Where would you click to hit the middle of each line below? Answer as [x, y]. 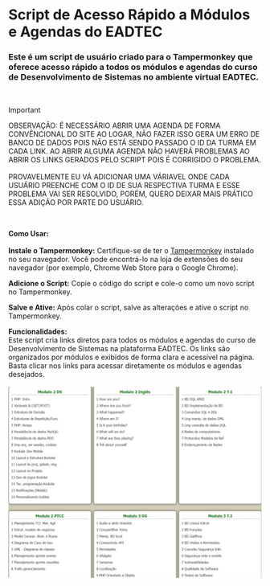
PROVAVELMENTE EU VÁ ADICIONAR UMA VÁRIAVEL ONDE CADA [119, 177]
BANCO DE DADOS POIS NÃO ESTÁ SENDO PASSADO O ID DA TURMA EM [133, 143]
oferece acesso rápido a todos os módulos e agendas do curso [133, 68]
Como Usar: [29, 234]
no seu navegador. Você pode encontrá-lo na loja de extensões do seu [126, 260]
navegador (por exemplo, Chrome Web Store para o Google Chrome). [123, 268]
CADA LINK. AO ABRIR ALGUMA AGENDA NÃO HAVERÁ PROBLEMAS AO [129, 151]
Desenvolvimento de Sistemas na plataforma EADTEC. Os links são [119, 349]
